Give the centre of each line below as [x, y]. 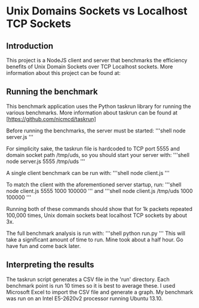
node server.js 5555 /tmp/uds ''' [46, 161]
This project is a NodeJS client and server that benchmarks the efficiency [97, 60]
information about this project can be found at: [63, 73]
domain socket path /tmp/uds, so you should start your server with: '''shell [98, 155]
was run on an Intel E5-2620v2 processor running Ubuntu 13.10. [85, 298]
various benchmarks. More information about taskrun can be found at [92, 113]
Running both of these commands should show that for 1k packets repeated [99, 209]
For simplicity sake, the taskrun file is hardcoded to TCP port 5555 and [93, 149]
